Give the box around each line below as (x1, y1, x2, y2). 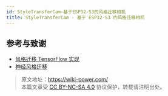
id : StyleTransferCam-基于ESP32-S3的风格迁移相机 (6, 8, 126, 15)
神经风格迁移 (15, 63, 47, 70)
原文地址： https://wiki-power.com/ (21, 76, 108, 83)
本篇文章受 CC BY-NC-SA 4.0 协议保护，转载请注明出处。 (21, 83, 166, 91)
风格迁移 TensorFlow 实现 (15, 56, 80, 63)
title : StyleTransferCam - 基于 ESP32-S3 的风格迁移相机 (6, 14, 145, 21)
